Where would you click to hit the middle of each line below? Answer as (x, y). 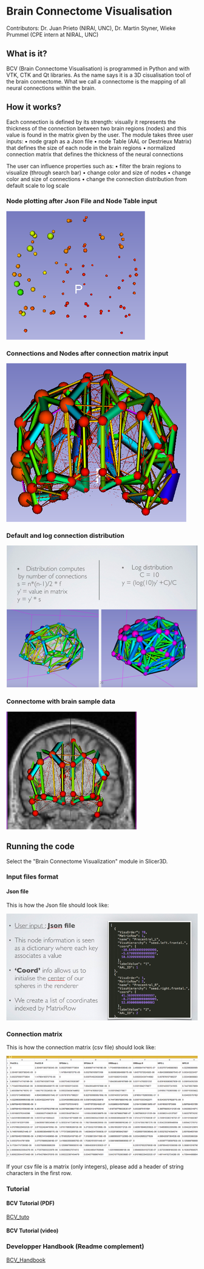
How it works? (34, 107)
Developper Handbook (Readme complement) (75, 1246)
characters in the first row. (39, 1173)
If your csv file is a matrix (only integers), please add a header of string (95, 1167)
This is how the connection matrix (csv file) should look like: (81, 1048)
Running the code (40, 847)
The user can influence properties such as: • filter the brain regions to (94, 166)
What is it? (27, 54)
